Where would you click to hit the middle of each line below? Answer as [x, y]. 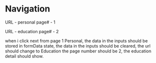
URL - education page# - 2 [32, 31]
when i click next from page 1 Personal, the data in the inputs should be [77, 41]
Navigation [27, 9]
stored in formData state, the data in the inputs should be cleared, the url [78, 46]
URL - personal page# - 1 [30, 22]
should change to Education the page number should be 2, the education [78, 51]
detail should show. [24, 56]
